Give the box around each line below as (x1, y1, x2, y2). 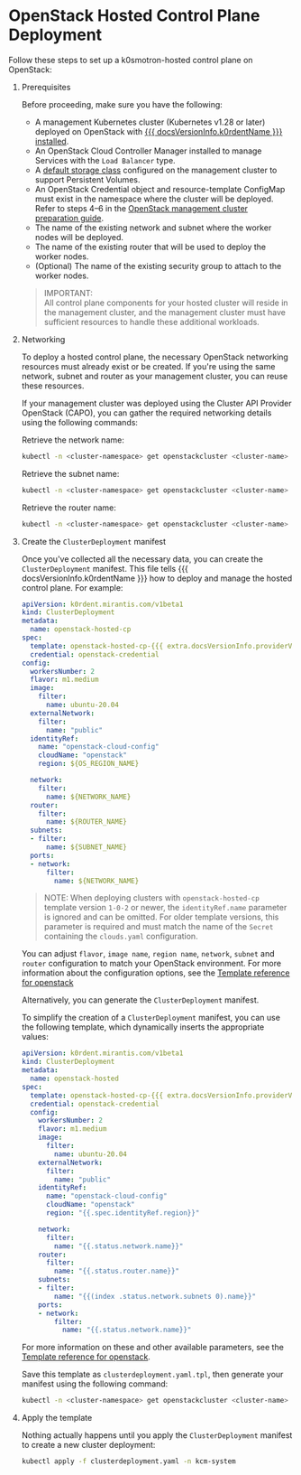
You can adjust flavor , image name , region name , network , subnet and (21, 948, 276, 959)
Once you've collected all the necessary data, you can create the (21, 553, 263, 565)
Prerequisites (21, 81, 71, 92)
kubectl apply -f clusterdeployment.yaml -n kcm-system (21, 1457, 236, 1466)
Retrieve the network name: (21, 434, 125, 445)
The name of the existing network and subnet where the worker (34, 222, 272, 233)
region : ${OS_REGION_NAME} (38, 760, 140, 769)
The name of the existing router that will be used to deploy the (34, 241, 267, 252)
